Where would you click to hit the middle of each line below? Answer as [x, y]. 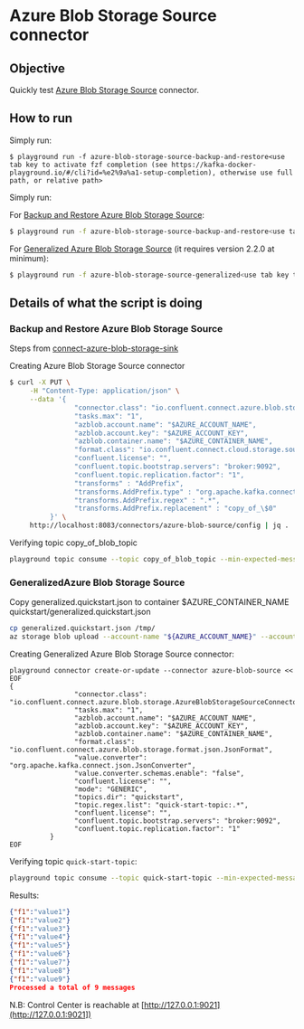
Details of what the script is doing [106, 302]
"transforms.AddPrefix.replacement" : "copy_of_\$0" [176, 509]
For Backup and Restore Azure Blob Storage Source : [107, 214]
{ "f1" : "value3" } [40, 929]
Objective [38, 68]
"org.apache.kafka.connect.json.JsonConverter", [103, 765]
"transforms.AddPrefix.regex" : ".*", [147, 500]
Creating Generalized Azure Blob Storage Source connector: [122, 654]
